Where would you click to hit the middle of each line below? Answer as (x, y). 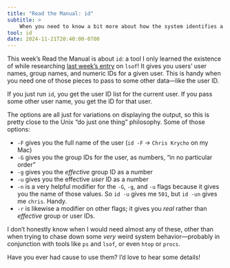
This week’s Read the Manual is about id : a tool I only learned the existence (114, 59)
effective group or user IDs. (56, 216)
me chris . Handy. (42, 201)
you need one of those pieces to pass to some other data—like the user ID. (113, 81)
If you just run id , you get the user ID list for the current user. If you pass (110, 94)
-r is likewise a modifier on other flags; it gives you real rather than (112, 209)
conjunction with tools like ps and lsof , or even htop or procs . (94, 244)
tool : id (20, 33)
